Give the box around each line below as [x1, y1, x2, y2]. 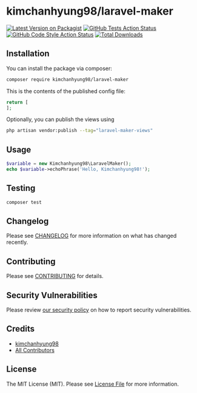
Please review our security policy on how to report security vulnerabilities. [6, 306, 192, 313]
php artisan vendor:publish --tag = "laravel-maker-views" [6, 128, 153, 134]
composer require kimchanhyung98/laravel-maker [6, 76, 129, 83]
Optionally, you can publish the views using [6, 116, 115, 123]
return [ [6, 99, 28, 105]
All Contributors [15, 346, 55, 353]
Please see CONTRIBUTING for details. [6, 273, 104, 280]
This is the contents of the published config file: [6, 87, 125, 95]
